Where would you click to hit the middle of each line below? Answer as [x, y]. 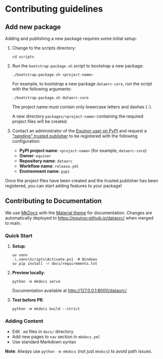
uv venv [20, 255]
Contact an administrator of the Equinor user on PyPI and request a [79, 131]
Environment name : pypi [45, 171]
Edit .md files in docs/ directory [43, 332]
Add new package [33, 27]
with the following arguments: [42, 89]
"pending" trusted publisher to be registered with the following [75, 136]
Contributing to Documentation [54, 201]
